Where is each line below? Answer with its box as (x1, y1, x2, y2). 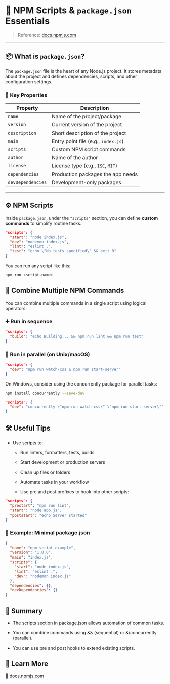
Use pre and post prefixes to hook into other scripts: (20, 488, 130, 495)
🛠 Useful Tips (5, 423, 51, 432)
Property (16, 105, 38, 112)
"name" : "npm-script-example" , (10, 545, 76, 550)
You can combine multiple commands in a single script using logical (5, 300, 147, 306)
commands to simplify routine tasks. (5, 220, 82, 226)
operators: (5, 305, 27, 311)
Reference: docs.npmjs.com (17, 32, 77, 38)
